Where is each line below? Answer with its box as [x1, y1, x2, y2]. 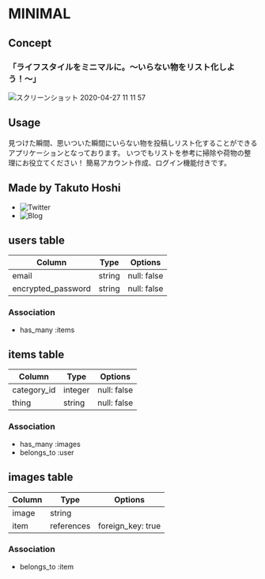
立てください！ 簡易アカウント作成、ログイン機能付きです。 [35, 157, 232, 167]
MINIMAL [8, 5, 71, 23]
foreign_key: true [97, 520, 161, 531]
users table [8, 233, 66, 247]
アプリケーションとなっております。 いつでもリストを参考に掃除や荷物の [8, 148, 244, 157]
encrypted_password [12, 283, 91, 294]
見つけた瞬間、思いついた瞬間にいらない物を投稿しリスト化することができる [8, 138, 258, 147]
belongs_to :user [19, 448, 74, 457]
